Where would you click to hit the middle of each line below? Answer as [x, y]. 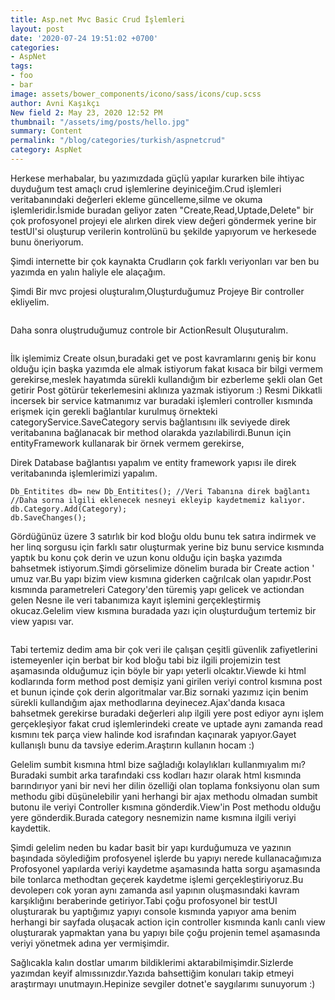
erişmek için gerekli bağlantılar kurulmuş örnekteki [114, 411]
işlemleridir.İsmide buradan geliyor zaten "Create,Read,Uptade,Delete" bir [162, 210]
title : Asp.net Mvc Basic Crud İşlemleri [98, 19]
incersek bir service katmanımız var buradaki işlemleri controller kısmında [161, 400]
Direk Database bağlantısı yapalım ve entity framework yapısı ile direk [153, 462]
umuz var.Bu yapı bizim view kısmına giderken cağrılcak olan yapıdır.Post [161, 578]
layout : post [37, 29]
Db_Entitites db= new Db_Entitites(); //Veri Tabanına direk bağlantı [160, 491]
